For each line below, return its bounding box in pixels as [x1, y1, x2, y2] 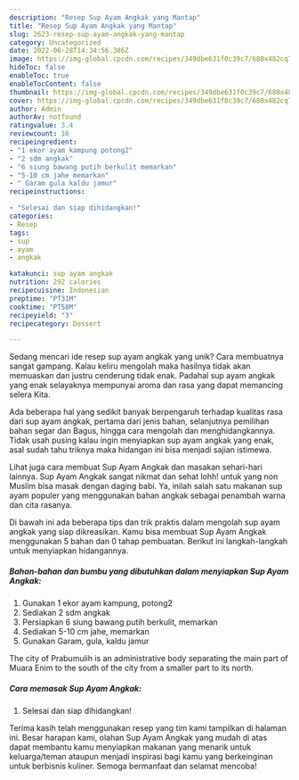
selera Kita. [9, 389, 51, 400]
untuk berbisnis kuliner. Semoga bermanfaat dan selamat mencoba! [9, 760, 257, 772]
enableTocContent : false [9, 79, 101, 88]
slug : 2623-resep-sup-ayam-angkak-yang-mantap [9, 29, 185, 38]
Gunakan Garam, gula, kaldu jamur [21, 635, 149, 647]
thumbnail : [9, 87, 50, 96]
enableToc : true [9, 71, 69, 80]
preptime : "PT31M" [9, 294, 77, 303]
